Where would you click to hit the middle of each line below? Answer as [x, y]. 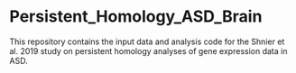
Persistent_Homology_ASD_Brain [136, 17]
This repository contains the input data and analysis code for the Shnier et [147, 41]
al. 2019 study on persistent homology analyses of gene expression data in [148, 50]
